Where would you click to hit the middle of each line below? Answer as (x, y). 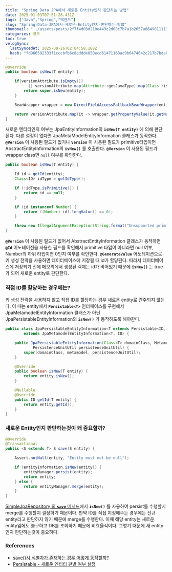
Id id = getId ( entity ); (40, 174)
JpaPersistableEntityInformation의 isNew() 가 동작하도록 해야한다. (73, 319)
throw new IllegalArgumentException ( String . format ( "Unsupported (84, 226)
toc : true (16, 39)
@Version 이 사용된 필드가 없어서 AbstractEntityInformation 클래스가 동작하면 (83, 241)
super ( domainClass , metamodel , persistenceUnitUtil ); (82, 353)
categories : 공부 (23, 34)
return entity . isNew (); (49, 376)
